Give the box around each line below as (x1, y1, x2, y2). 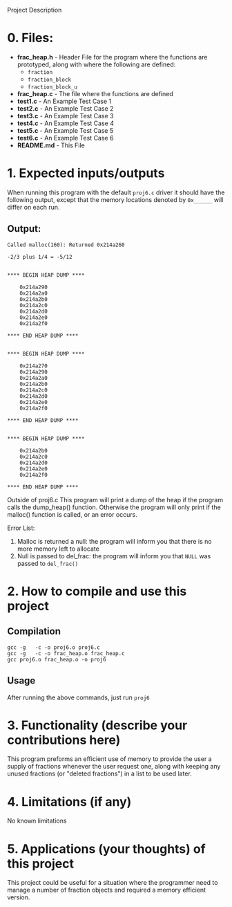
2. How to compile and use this (7, 583, 187, 599)
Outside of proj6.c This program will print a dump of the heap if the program (7, 495, 223, 504)
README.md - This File (17, 141, 85, 149)
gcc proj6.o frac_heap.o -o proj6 (7, 656, 107, 663)
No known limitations (7, 816, 67, 825)
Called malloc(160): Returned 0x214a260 (7, 241, 126, 248)
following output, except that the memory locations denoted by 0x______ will (7, 195, 224, 203)
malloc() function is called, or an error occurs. (7, 510, 138, 518)
